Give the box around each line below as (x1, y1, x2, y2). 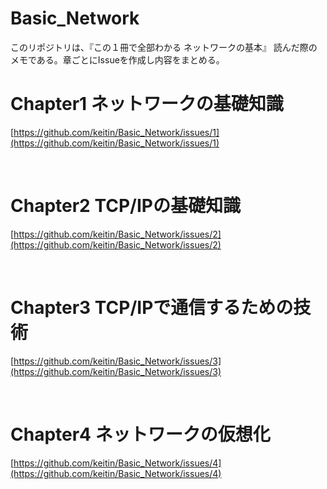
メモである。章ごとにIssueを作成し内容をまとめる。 (10, 53, 225, 66)
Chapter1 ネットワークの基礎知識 (10, 93, 284, 116)
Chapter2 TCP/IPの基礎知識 (10, 195, 241, 217)
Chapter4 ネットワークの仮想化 (10, 423, 271, 446)
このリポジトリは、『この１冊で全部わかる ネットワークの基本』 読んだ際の (10, 41, 318, 53)
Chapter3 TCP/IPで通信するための (10, 297, 294, 319)
